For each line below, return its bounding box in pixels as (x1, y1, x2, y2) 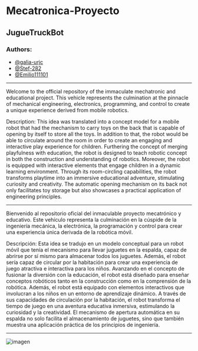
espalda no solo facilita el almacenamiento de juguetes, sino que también (6, 315, 184, 322)
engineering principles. (6, 193, 62, 200)
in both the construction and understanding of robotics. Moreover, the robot (6, 155, 190, 162)
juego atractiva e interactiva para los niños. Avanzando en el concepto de (6, 265, 184, 272)
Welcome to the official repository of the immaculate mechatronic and (6, 88, 176, 95)
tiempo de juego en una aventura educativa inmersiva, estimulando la (6, 302, 175, 309)
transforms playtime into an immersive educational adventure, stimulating (6, 174, 184, 181)
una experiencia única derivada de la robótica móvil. (6, 228, 133, 236)
